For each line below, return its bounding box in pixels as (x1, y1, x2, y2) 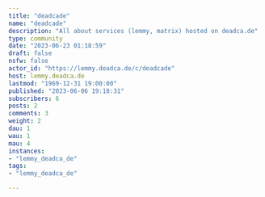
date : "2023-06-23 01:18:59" (8, 42, 107, 50)
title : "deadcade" (8, 11, 70, 20)
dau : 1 (8, 124, 31, 132)
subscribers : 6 (8, 94, 60, 103)
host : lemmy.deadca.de (8, 72, 85, 80)
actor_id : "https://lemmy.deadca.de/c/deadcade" (8, 65, 175, 73)
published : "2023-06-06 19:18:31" (8, 86, 125, 95)
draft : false (8, 49, 53, 57)
